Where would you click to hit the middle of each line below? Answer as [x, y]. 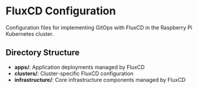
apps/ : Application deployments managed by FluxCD [79, 67]
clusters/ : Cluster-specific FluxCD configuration [74, 73]
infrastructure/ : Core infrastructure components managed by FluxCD [100, 79]
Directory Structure [43, 53]
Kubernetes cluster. [30, 33]
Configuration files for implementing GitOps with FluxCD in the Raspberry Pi [99, 27]
